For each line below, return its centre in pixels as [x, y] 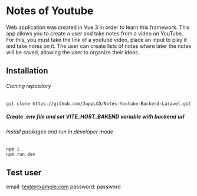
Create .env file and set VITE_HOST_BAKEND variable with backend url [95, 117]
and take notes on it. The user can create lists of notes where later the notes [99, 46]
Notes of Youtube [50, 11]
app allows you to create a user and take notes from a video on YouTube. [95, 33]
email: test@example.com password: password [63, 187]
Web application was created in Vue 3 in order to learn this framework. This [98, 27]
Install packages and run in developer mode [60, 132]
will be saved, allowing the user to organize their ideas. [73, 52]
